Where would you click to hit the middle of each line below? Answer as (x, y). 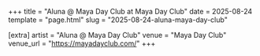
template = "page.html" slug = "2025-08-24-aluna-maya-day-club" (118, 20)
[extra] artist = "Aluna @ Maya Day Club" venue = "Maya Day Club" (117, 35)
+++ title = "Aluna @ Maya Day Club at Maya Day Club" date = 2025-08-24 (130, 11)
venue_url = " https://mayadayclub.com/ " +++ (82, 43)
